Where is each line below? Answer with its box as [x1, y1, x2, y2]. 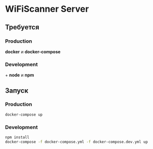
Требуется [5, 23, 39, 31]
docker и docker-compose [5, 49, 61, 54]
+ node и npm [5, 72, 34, 78]
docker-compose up [5, 112, 43, 117]
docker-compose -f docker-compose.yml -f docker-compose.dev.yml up [5, 139, 148, 144]
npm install [5, 135, 29, 140]
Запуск [5, 86, 28, 95]
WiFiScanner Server [5, 3, 89, 15]
